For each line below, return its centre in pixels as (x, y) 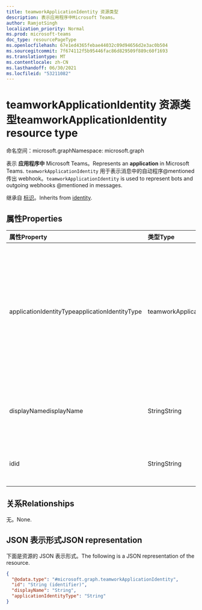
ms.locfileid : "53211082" (38, 73)
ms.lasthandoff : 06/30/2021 (41, 68)
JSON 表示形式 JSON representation (74, 540)
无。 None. (19, 519)
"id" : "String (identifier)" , (49, 585)
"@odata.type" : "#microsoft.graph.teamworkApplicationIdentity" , (95, 579)
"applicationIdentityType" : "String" (59, 596)
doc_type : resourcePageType (41, 40)
